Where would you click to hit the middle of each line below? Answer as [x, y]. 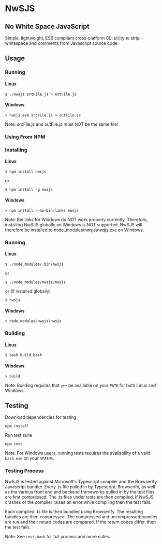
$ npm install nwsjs [26, 171]
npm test [14, 444]
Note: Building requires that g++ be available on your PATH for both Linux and [81, 385]
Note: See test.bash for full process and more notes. [58, 536]
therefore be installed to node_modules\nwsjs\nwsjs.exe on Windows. [74, 230]
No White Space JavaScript [47, 26]
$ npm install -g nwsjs [29, 189]
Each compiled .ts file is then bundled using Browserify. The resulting [74, 511]
